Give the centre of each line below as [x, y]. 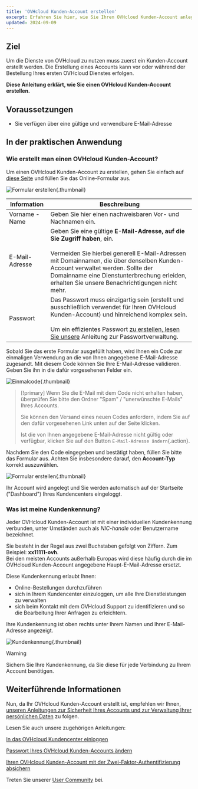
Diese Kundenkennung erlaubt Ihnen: [51, 576]
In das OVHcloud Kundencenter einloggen [57, 739]
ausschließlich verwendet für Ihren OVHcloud [113, 307]
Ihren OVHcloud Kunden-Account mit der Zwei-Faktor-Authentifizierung [93, 762]
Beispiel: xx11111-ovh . [32, 552]
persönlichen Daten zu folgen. [43, 716]
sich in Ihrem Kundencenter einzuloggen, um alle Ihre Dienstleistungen [100, 594]
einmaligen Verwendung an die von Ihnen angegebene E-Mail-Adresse [92, 357]
